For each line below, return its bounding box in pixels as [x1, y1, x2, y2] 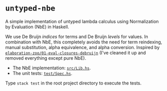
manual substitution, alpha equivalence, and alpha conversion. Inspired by [5, 44, 160, 50]
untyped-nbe [5, 4, 56, 13]
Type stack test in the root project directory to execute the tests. [5, 80, 142, 86]
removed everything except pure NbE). [5, 55, 87, 61]
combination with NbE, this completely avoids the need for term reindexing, [5, 39, 162, 45]
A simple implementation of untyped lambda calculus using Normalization [5, 18, 159, 24]
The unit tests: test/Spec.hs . [12, 70, 72, 76]
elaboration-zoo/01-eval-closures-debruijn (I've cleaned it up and [5, 50, 146, 56]
